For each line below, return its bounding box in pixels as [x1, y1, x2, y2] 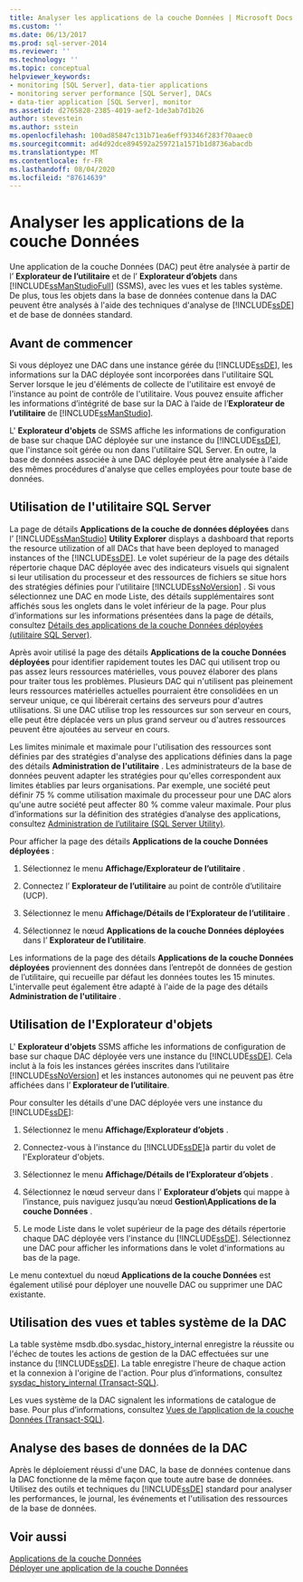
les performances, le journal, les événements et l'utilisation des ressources [9, 1493, 289, 1504]
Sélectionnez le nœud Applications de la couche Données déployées [22, 925, 285, 936]
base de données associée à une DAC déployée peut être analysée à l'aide [9, 454, 289, 464]
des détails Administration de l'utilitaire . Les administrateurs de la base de [9, 760, 292, 771]
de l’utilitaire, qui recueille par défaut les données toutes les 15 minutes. [9, 971, 276, 982]
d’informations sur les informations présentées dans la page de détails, [9, 610, 274, 621]
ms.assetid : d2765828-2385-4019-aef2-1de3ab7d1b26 [9, 106, 204, 115]
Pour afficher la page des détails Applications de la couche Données [9, 835, 269, 846]
